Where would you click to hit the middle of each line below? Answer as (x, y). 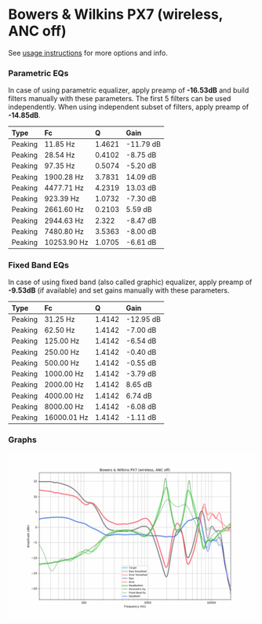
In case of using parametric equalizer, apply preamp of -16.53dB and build (129, 90)
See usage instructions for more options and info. (88, 53)
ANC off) (37, 31)
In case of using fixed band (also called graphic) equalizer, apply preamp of (130, 282)
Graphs (22, 440)
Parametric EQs (38, 73)
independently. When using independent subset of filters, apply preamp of (129, 107)
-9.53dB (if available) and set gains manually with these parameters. (119, 290)
